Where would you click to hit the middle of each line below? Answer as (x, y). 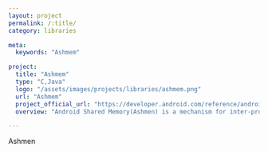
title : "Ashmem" (42, 74)
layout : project (35, 16)
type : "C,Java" (41, 82)
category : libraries (43, 30)
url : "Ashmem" (39, 97)
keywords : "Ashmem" (48, 53)
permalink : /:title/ (43, 23)
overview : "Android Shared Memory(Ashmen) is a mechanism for (121, 112)
